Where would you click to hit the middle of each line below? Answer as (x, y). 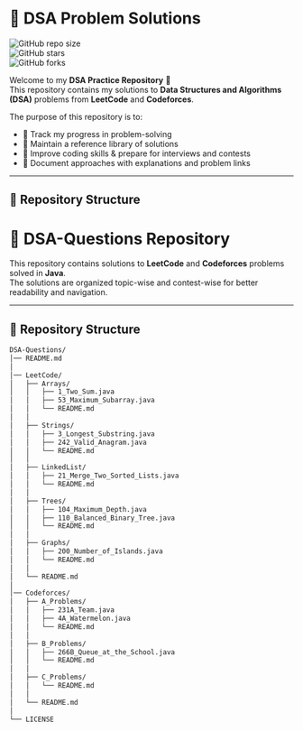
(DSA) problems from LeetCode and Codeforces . (101, 99)
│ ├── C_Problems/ (48, 677)
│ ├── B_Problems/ (48, 643)
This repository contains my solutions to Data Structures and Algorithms (146, 89)
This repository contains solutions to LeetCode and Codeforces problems (147, 264)
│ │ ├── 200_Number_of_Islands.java (87, 551)
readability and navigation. (59, 292)
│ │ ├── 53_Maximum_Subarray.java (82, 401)
